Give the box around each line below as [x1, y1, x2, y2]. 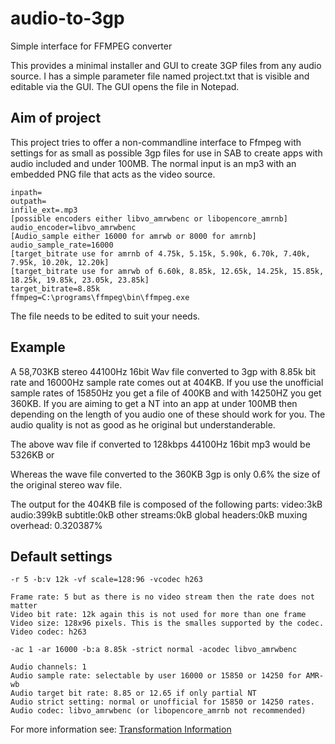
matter [10, 601, 38, 611]
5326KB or [10, 448, 55, 461]
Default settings [10, 548, 113, 565]
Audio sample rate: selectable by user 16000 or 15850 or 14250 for [10, 671, 302, 681]
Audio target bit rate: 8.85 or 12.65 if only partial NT [10, 688, 257, 699]
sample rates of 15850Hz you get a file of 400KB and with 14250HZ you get [10, 387, 322, 399]
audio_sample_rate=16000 [10, 240, 114, 250]
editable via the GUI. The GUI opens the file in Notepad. [10, 80, 240, 92]
